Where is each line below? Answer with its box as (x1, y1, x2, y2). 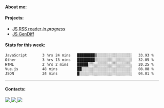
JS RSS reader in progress (12, 26, 65, 32)
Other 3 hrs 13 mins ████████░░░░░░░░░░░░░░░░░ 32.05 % (5, 57, 154, 62)
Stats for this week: (5, 42, 45, 48)
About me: (5, 4, 27, 10)
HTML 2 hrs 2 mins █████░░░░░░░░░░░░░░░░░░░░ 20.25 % (5, 62, 154, 67)
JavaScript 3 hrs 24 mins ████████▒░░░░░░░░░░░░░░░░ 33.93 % (5, 53, 154, 58)
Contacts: (5, 86, 26, 92)
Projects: (5, 15, 24, 21)
